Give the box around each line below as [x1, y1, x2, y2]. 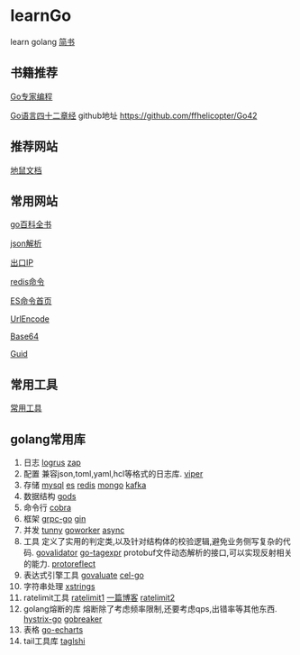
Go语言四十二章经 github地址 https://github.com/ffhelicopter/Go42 [10, 110, 258, 121]
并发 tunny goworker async [23, 524, 125, 535]
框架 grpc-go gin [23, 514, 86, 523]
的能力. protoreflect [23, 559, 96, 569]
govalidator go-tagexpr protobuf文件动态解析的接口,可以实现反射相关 [35, 547, 293, 558]
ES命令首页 [10, 296, 52, 306]
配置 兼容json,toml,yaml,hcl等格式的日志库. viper [23, 469, 204, 478]
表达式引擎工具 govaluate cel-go [23, 569, 145, 580]
